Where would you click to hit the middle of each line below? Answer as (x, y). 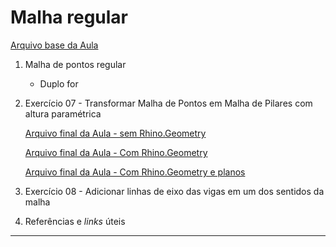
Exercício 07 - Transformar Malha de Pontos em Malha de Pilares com (168, 103)
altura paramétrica (63, 113)
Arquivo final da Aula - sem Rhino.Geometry (115, 133)
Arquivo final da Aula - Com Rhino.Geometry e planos (135, 172)
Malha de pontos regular (75, 64)
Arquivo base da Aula (54, 45)
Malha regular (69, 17)
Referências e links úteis (75, 221)
